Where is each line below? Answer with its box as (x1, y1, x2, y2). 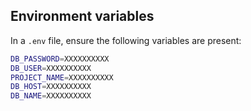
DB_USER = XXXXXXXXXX (10, 63, 92, 73)
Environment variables (10, 8, 155, 25)
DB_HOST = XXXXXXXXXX (10, 82, 92, 92)
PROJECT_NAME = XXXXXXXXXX (10, 72, 114, 83)
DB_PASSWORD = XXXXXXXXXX (10, 54, 110, 64)
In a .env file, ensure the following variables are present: (10, 34, 242, 46)
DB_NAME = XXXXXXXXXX (10, 91, 92, 101)
